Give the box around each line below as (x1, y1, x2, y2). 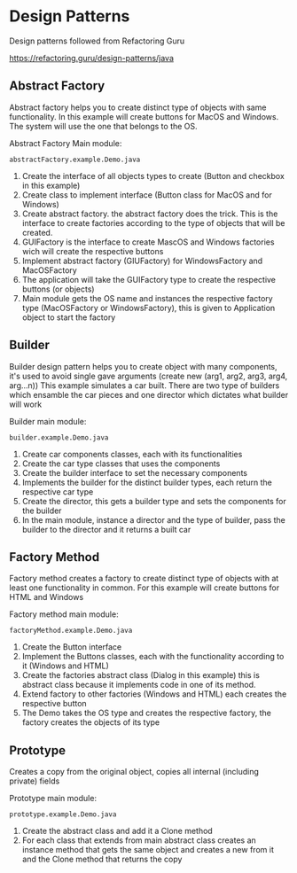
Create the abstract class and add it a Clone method (21, 826, 213, 837)
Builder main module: (9, 416, 87, 426)
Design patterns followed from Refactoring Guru (9, 35, 184, 46)
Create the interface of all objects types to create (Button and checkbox (21, 170, 285, 181)
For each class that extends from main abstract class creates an (21, 835, 257, 846)
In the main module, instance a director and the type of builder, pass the (21, 514, 285, 525)
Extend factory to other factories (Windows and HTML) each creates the (21, 689, 287, 699)
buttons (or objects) (21, 284, 95, 294)
